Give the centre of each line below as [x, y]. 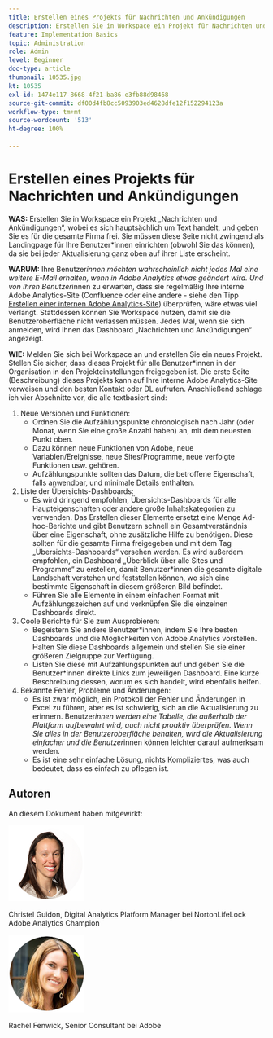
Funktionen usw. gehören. [76, 465]
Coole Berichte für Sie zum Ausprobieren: [90, 621]
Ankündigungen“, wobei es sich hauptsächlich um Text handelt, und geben [133, 227]
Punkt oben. [52, 439]
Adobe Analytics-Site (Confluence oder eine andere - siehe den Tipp [124, 295]
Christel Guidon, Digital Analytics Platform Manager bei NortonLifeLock [127, 914]
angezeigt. [26, 338]
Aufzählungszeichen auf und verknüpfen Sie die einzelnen [130, 604]
